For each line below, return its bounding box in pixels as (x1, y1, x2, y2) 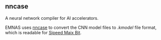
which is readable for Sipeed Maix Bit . (5, 29, 82, 35)
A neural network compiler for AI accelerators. (5, 15, 99, 21)
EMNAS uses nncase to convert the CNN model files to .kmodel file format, (5, 25, 157, 30)
